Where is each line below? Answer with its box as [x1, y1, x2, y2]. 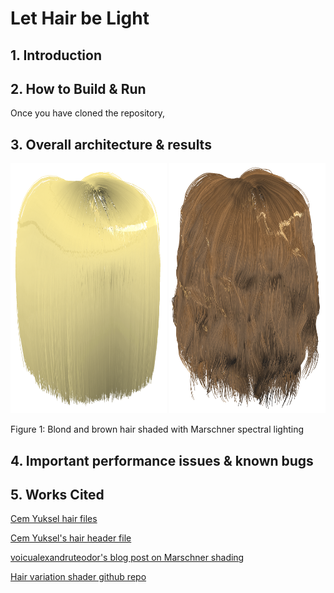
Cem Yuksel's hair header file [10, 532, 132, 544]
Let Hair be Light [10, 7, 150, 30]
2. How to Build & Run [10, 80, 147, 97]
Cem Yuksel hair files [10, 513, 98, 525]
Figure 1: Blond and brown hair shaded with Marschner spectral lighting [10, 423, 304, 436]
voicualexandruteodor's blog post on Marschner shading [10, 552, 245, 564]
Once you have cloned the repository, [10, 107, 166, 119]
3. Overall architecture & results [10, 136, 212, 153]
